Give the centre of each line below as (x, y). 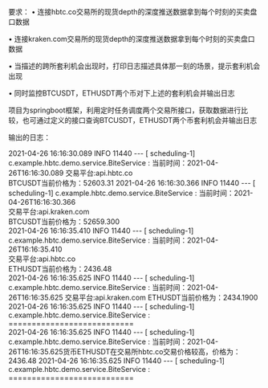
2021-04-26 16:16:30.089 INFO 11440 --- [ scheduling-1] (102, 153)
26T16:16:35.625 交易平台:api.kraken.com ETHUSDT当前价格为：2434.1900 (133, 297)
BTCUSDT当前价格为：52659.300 (64, 222)
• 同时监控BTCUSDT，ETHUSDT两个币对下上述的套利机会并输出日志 (122, 93)
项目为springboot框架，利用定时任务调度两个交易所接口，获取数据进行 (125, 110)
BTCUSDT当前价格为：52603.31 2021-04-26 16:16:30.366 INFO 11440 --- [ (132, 183)
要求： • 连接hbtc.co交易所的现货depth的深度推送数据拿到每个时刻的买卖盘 (133, 12)
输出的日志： (29, 137)
